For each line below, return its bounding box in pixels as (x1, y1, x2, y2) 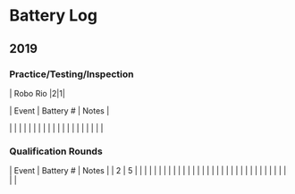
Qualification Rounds (9, 145, 103, 157)
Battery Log (9, 5, 98, 26)
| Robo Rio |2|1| (9, 88, 65, 98)
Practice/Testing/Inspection (9, 68, 134, 80)
